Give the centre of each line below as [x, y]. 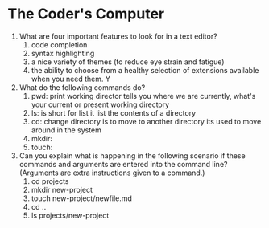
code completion [59, 44]
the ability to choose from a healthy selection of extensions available [145, 70]
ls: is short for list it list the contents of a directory [114, 112]
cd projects [50, 181]
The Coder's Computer [86, 14]
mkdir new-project [62, 189]
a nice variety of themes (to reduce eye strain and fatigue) [128, 62]
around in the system [66, 130]
